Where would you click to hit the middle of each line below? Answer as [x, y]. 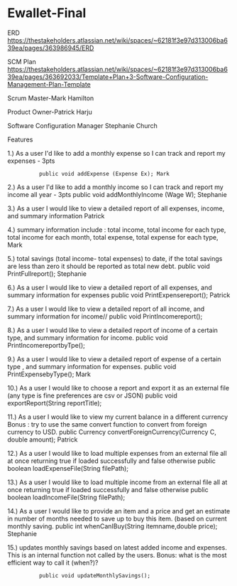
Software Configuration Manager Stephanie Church [83, 125]
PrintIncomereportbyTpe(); [46, 345]
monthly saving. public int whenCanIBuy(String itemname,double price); [112, 526]
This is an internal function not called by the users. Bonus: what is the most [117, 555]
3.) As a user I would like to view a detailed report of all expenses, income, [116, 208]
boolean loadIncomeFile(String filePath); [66, 497]
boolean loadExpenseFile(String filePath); [68, 468]
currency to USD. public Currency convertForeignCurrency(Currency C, [112, 432]
